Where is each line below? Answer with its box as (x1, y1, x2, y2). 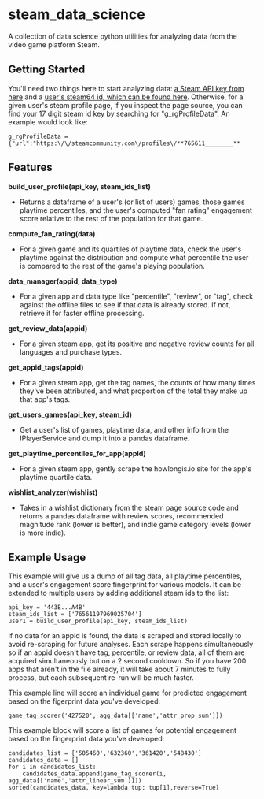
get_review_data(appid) (8, 323, 88, 333)
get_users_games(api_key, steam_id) (8, 410, 132, 419)
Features (8, 161, 53, 174)
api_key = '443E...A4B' (8, 604, 86, 611)
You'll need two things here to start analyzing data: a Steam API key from (8, 84, 245, 93)
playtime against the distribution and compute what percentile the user (19, 252, 249, 262)
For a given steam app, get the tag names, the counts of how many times (19, 377, 256, 387)
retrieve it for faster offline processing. (19, 308, 145, 318)
